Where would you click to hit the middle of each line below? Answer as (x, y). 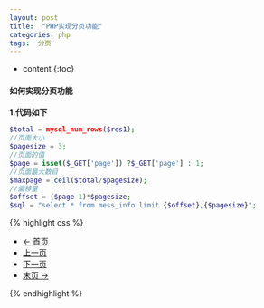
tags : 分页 (30, 43)
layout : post (34, 18)
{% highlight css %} (47, 223)
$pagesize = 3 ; (38, 147)
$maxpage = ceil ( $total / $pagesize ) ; (78, 180)
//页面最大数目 (34, 172)
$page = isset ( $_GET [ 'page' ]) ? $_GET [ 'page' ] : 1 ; (107, 163)
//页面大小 (27, 138)
